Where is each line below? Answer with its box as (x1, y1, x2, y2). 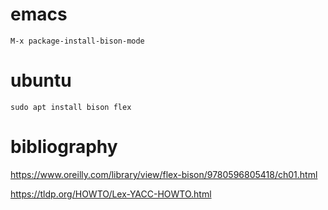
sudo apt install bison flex (10, 102, 132, 112)
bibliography (10, 136, 118, 158)
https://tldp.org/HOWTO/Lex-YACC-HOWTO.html (10, 188, 212, 200)
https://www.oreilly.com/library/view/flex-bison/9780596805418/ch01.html (10, 168, 318, 180)
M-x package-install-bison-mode (10, 36, 145, 46)
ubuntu (10, 69, 72, 92)
